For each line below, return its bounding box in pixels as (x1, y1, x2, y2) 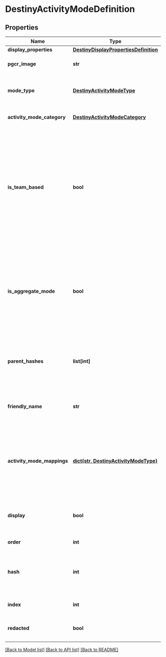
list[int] (73, 358, 90, 365)
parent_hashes (7, 358, 43, 365)
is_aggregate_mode (7, 288, 55, 294)
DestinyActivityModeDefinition (5, 3, 135, 15)
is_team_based (7, 184, 44, 190)
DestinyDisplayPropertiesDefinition (73, 46, 158, 53)
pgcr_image (7, 60, 36, 67)
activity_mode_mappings (7, 457, 68, 464)
